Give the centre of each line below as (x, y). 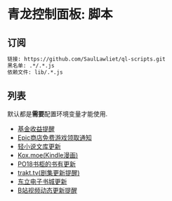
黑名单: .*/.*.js (31, 65)
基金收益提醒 (36, 129)
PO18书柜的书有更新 (46, 164)
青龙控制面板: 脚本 (60, 14)
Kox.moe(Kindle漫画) (48, 155)
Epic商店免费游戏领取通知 (55, 138)
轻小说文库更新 (39, 147)
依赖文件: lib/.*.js (35, 72)
